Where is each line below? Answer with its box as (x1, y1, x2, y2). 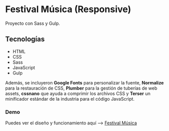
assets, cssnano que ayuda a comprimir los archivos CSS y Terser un (5, 90, 151, 97)
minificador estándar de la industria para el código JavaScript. (5, 96, 135, 102)
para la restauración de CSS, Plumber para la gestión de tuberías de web (5, 85, 157, 91)
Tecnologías (5, 35, 45, 43)
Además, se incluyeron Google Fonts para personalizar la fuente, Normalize (5, 79, 164, 85)
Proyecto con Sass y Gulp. (5, 20, 61, 26)
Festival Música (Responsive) (5, 4, 131, 15)
